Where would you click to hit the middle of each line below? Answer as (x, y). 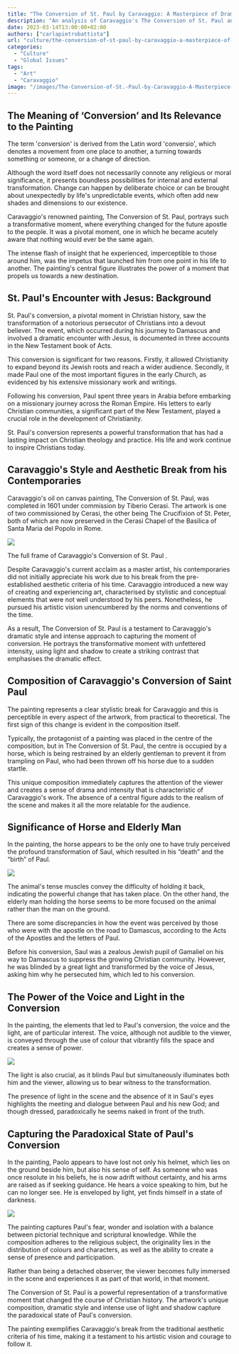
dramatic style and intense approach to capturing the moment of (102, 636)
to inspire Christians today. (47, 447)
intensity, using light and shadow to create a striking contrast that (103, 651)
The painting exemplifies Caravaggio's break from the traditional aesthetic (116, 1328)
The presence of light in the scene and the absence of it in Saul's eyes (111, 1096)
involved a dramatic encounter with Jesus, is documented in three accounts (118, 338)
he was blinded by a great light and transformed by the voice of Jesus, (111, 967)
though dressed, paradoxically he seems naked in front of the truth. (106, 1111)
